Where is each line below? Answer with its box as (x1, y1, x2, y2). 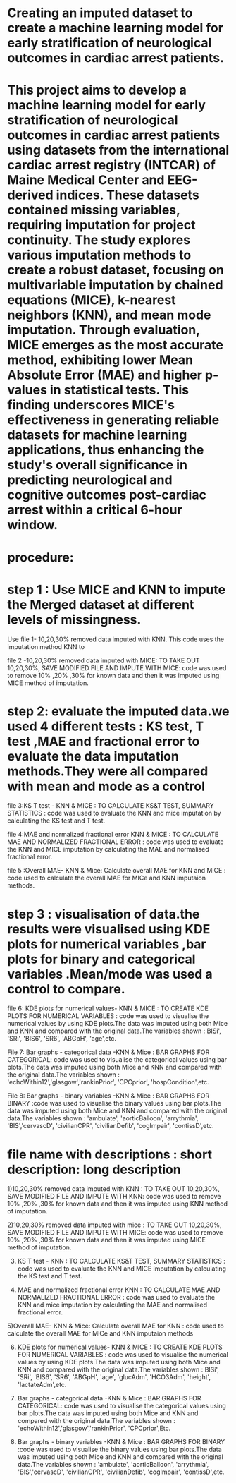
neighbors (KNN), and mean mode (7, 307, 211, 323)
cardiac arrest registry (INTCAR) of (7, 157, 216, 174)
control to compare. (7, 981, 125, 997)
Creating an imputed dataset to (7, 5, 193, 21)
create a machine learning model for (7, 20, 224, 36)
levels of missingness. (7, 612, 142, 627)
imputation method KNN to (7, 642, 85, 650)
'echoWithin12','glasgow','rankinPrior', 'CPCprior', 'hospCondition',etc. (7, 1078, 209, 1086)
